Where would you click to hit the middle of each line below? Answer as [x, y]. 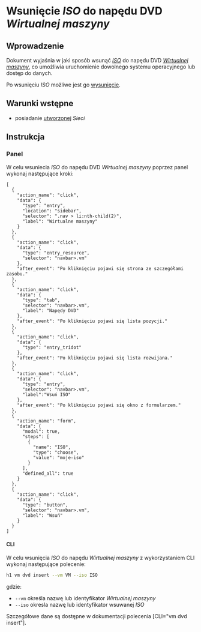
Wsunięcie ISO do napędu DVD [85, 11]
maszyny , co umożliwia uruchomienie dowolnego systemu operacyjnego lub [101, 67]
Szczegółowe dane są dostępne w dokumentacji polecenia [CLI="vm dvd [97, 616]
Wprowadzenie [35, 46]
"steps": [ [36, 436]
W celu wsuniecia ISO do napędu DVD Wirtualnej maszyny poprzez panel [97, 167]
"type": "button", [45, 505]
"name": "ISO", [52, 447]
